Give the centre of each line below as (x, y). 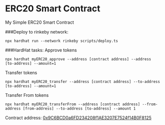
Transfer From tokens (27, 95)
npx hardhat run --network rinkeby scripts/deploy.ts (62, 41)
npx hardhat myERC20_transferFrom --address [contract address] (73, 104)
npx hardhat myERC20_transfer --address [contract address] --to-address (83, 82)
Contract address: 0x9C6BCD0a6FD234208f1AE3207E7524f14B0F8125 (78, 118)
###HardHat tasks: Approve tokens (41, 50)
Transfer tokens (21, 73)
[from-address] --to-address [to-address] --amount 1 (79, 108)
